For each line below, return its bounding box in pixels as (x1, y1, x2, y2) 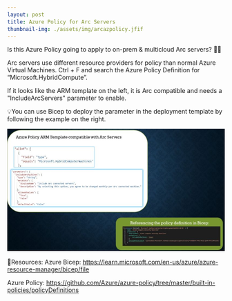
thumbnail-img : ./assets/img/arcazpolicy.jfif (7, 25, 144, 32)
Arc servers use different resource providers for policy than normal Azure (7, 59, 216, 67)
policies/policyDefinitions (7, 286, 79, 294)
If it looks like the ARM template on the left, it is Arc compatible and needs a (7, 87, 222, 95)
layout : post (7, 11, 45, 18)
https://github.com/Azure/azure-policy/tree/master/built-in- (46, 278, 215, 287)
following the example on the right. (7, 115, 106, 123)
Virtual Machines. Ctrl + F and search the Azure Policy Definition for (7, 66, 200, 74)
